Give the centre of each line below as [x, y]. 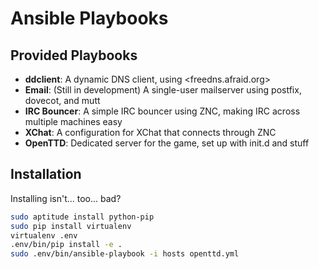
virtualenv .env [44, 235]
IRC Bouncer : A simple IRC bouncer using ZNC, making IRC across [162, 111]
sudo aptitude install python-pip [82, 217]
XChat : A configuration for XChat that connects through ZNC [150, 132]
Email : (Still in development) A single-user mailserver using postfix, [163, 90]
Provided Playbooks [74, 55]
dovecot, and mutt [62, 100]
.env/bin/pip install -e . [66, 245]
